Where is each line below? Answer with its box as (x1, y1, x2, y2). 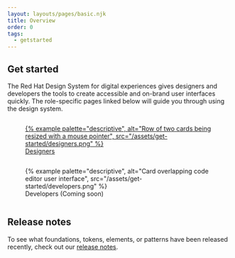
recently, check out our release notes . (7, 242, 119, 251)
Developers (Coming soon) (25, 189, 104, 198)
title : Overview (7, 17, 55, 24)
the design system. (7, 104, 63, 113)
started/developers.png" (25, 181, 97, 190)
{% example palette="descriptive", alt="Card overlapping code (25, 167, 209, 175)
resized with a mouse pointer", (25, 132, 114, 140)
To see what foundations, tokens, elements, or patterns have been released (7, 235, 229, 243)
